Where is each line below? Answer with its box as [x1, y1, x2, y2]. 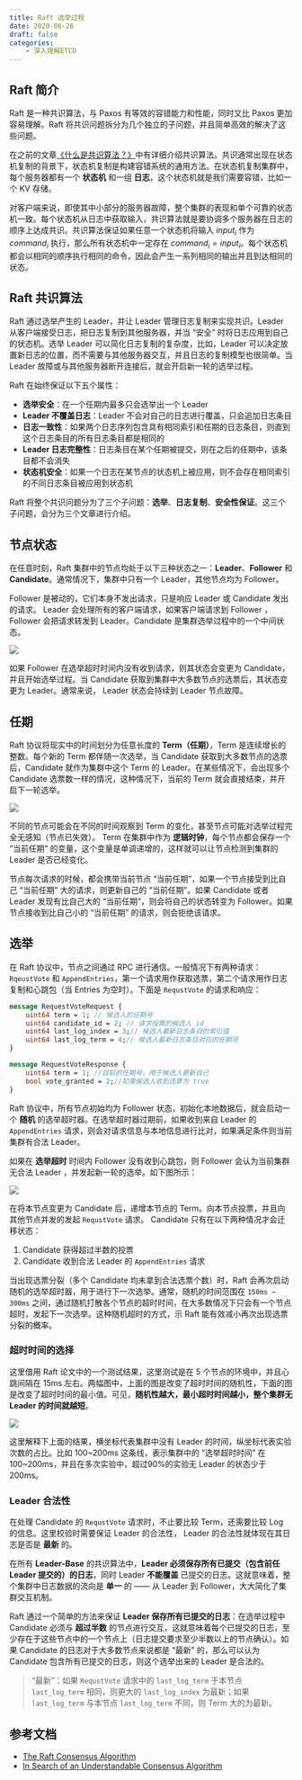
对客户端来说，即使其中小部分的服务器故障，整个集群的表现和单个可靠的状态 [9, 201, 293, 212]
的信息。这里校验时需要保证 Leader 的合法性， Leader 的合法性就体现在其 [9, 1528, 283, 1539]
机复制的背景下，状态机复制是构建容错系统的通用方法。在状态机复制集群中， [9, 160, 293, 171]
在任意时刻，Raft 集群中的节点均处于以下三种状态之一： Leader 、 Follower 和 [9, 563, 293, 574]
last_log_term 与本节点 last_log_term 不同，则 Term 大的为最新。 [31, 1697, 277, 1709]
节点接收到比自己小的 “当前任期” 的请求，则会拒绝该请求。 [9, 907, 226, 917]
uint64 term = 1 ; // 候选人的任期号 [25, 1010, 154, 1019]
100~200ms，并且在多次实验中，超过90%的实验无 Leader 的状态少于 [9, 1458, 267, 1469]
